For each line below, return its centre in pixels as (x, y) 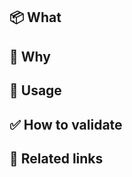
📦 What (35, 17)
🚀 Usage (35, 90)
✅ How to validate (66, 124)
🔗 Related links (56, 158)
